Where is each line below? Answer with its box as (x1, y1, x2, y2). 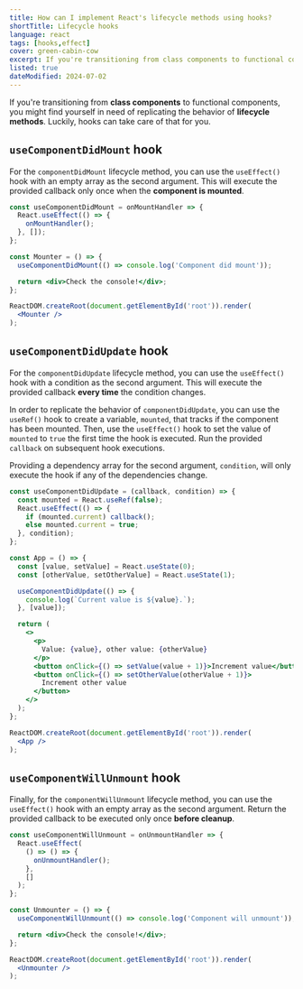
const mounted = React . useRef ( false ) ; (17, 495, 164, 504)
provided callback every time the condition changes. (9, 386, 207, 397)
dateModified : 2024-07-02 (9, 72, 106, 81)
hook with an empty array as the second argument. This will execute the (9, 175, 278, 186)
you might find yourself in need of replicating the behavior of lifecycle (9, 106, 271, 117)
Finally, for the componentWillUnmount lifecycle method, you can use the (9, 794, 273, 805)
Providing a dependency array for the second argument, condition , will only (9, 459, 291, 470)
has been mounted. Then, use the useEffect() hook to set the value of (9, 423, 271, 434)
